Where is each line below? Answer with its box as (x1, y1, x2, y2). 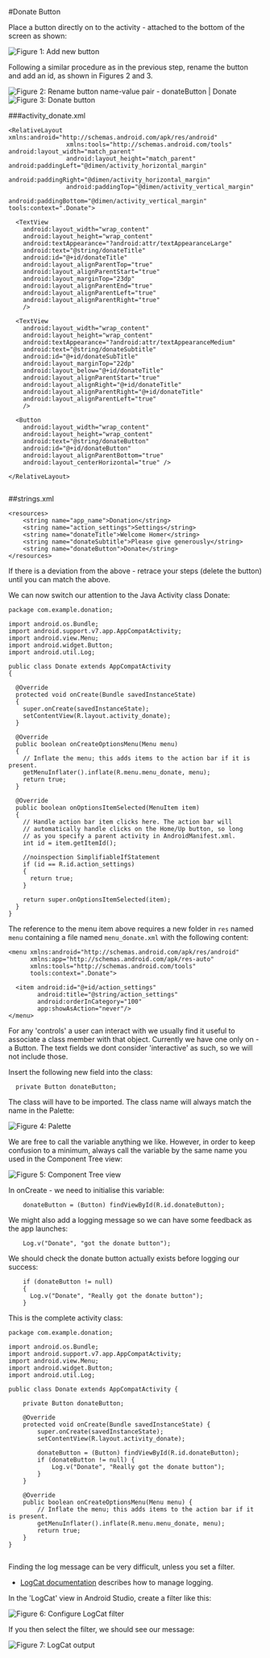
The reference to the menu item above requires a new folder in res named (8, 924, 254, 934)
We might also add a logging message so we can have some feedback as (8, 1215, 252, 1224)
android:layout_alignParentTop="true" (23, 261, 153, 269)
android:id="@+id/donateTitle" (23, 254, 128, 262)
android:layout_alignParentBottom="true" (23, 451, 164, 460)
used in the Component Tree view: (8, 1154, 123, 1164)
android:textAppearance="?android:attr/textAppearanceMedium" (23, 338, 236, 346)
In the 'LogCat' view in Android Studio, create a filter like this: (8, 1593, 212, 1602)
